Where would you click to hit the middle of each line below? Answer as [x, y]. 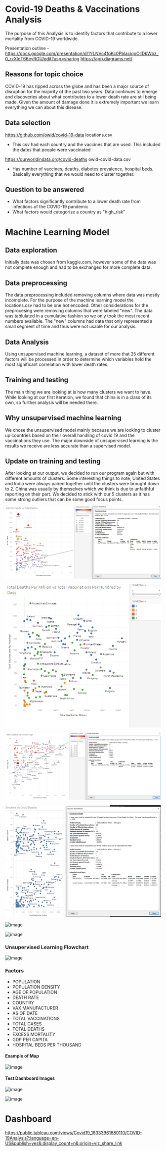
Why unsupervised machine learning [63, 418]
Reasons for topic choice [44, 75]
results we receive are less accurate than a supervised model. [68, 446]
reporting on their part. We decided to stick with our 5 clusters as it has [78, 494]
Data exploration [31, 250]
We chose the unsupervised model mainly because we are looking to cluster [83, 430]
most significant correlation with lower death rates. [57, 364]
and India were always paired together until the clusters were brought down [82, 484]
